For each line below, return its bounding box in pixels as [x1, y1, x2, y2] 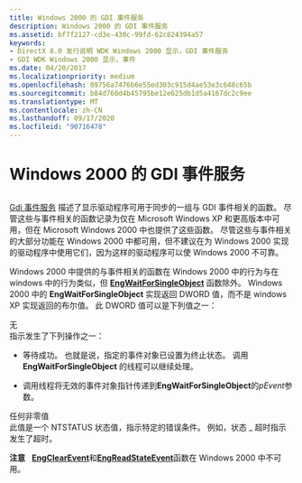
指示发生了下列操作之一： [9, 330, 105, 341]
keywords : [9, 38, 47, 48]
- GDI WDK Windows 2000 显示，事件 [9, 55, 137, 64]
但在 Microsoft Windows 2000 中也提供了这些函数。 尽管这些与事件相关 [24, 224, 292, 235]
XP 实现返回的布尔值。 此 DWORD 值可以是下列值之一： [9, 300, 217, 311]
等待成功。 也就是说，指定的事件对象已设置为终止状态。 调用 [22, 349, 249, 360]
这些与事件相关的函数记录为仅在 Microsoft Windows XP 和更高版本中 [16, 213, 272, 224]
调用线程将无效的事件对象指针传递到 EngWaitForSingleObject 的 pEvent [22, 380, 286, 391]
